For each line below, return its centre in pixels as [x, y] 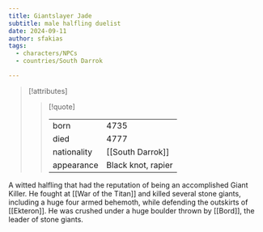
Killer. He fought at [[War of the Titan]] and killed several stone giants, [125, 193]
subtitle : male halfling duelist [65, 23]
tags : [17, 46]
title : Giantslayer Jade [50, 16]
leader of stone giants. [46, 219]
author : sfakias [36, 38]
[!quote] [62, 107]
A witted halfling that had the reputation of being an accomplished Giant [128, 185]
